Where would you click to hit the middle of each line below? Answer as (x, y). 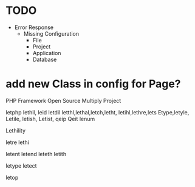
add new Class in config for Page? (93, 84)
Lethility (15, 130)
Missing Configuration (51, 33)
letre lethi (18, 142)
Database (45, 59)
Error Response (34, 27)
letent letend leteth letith (36, 154)
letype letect (21, 166)
